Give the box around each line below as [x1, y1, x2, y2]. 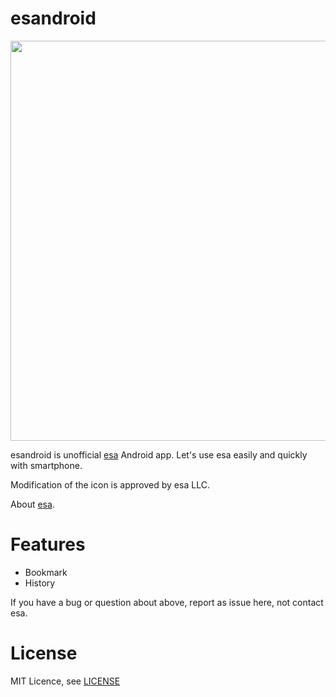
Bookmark [24, 566, 68, 578]
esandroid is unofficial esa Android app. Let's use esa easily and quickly [10, 448, 308, 461]
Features [10, 533, 86, 556]
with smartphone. [10, 459, 83, 471]
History [24, 577, 56, 589]
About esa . [10, 498, 55, 510]
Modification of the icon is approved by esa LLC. [10, 478, 210, 491]
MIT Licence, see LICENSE [10, 675, 121, 687]
